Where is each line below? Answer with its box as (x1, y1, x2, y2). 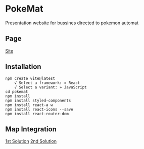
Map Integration (5, 125, 57, 133)
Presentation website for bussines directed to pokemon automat (5, 20, 139, 26)
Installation (5, 63, 41, 71)
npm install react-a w (5, 102, 53, 108)
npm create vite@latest (5, 76, 56, 81)
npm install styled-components (5, 98, 71, 103)
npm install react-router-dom (5, 111, 69, 116)
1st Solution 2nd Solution (5, 138, 57, 144)
